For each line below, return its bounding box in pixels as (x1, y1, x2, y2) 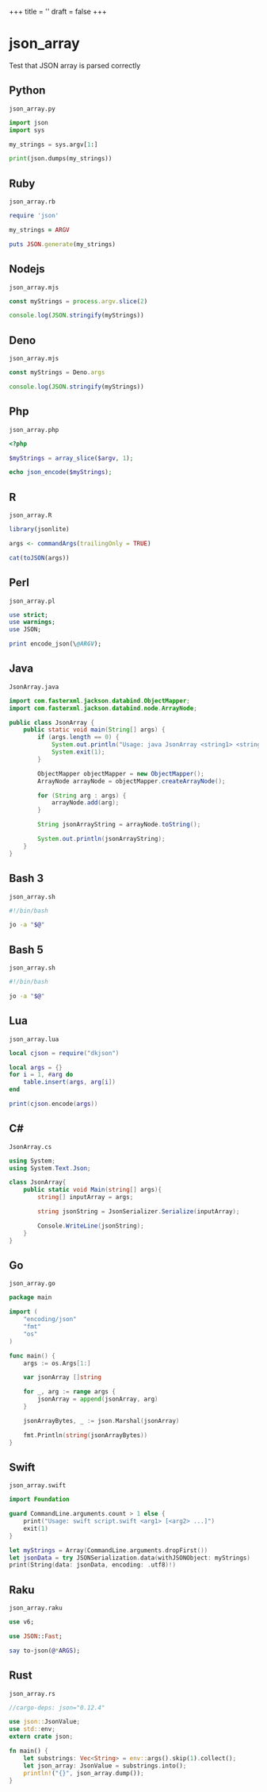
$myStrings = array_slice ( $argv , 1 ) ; (9, 454, 134, 462)
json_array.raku (9, 1604, 63, 1613)
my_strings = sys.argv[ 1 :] (9, 141, 98, 148)
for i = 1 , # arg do (9, 1071, 74, 1079)
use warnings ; (9, 619, 56, 626)
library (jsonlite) (9, 526, 70, 534)
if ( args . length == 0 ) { (37, 734, 120, 742)
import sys (9, 126, 45, 134)
